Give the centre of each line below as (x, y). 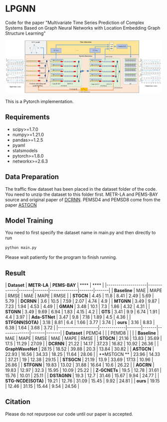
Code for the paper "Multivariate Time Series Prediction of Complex (75, 23)
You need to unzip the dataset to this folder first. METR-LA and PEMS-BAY (82, 194)
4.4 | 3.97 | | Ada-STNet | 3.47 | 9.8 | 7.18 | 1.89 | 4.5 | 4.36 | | (68, 317)
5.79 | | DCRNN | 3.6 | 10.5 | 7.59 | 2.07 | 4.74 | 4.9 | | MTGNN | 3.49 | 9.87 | (83, 301)
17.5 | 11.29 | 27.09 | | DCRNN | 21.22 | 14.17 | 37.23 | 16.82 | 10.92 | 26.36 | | (82, 344)
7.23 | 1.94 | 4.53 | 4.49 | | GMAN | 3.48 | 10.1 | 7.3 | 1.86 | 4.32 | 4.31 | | (78, 306)
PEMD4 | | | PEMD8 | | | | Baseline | (122, 333)
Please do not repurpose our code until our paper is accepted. (69, 414)
